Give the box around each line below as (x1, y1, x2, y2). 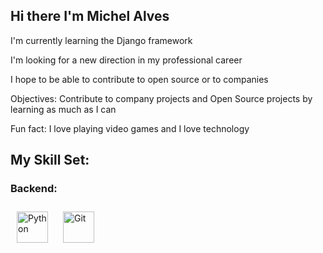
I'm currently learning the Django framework (10, 34, 193, 46)
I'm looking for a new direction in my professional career (10, 54, 243, 66)
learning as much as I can (10, 103, 117, 115)
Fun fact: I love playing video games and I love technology (10, 122, 250, 134)
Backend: (10, 182, 58, 196)
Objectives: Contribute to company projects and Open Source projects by (10, 92, 313, 104)
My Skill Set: (10, 152, 90, 169)
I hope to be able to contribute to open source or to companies (10, 73, 269, 85)
